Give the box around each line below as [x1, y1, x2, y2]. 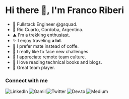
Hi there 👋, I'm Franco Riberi [5, 5, 124, 16]
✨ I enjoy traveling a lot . [12, 37, 62, 43]
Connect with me [5, 77, 48, 84]
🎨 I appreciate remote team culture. [12, 54, 86, 60]
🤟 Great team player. [12, 64, 55, 70]
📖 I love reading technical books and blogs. [12, 59, 102, 65]
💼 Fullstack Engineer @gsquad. [12, 21, 78, 27]
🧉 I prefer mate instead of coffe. [12, 43, 79, 49]
